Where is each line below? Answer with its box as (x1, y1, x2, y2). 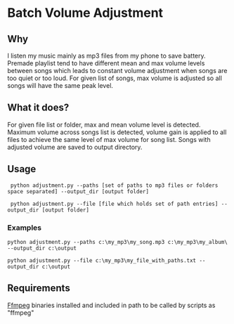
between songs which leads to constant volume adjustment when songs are (7, 67, 228, 74)
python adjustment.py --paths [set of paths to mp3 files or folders (10, 181, 219, 189)
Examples (7, 223, 42, 233)
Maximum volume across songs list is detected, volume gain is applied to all (7, 128, 227, 136)
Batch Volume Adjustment (7, 5, 164, 21)
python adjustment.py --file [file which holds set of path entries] (10, 200, 219, 207)
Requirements (7, 283, 70, 294)
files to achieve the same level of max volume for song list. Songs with (7, 135, 211, 143)
